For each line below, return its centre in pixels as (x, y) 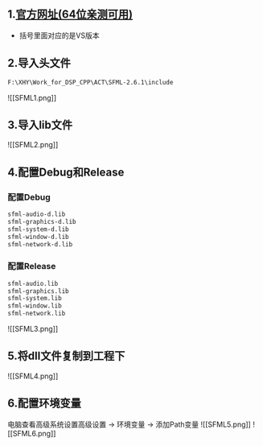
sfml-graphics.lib (38, 291)
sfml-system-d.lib (38, 229)
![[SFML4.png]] (33, 376)
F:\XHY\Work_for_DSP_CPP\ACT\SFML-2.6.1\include (90, 82)
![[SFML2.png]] (33, 145)
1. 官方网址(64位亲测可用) (70, 14)
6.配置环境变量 (45, 404)
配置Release (32, 266)
